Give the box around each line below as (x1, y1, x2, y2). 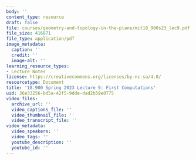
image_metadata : (6, 42, 46, 47)
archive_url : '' (11, 101, 51, 107)
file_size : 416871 (6, 30, 51, 36)
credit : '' (11, 52, 38, 58)
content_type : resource (6, 14, 65, 20)
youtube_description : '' (11, 139, 72, 145)
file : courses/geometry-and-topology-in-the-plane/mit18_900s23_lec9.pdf (6, 25, 191, 31)
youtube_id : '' (11, 145, 49, 151)
